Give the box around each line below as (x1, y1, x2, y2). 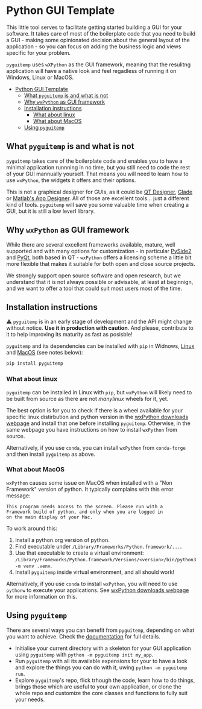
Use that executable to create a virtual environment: (14, 549, 144, 556)
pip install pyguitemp (6, 361, 63, 367)
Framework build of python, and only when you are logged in (6, 509, 163, 515)
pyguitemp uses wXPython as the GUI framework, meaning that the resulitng (6, 61, 191, 68)
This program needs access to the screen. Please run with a (6, 503, 163, 509)
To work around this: (6, 525, 58, 532)
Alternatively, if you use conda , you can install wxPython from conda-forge (6, 444, 186, 451)
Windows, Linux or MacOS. (6, 74, 74, 81)
